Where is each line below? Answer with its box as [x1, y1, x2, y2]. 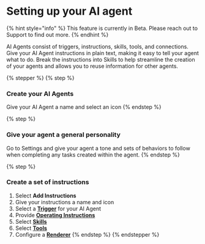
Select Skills [15, 218, 47, 225]
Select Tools [15, 224, 48, 232]
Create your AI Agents [6, 89, 74, 98]
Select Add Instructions [15, 191, 76, 199]
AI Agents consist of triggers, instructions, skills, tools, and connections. [6, 43, 188, 50]
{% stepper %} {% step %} [6, 74, 75, 81]
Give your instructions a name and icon [15, 198, 114, 205]
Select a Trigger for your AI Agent [15, 205, 102, 212]
